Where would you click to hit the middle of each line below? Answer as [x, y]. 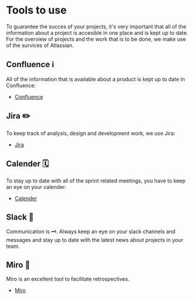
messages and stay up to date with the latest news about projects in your [95, 240]
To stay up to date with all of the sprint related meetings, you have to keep [96, 181]
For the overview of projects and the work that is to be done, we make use [96, 39]
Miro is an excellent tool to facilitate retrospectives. [68, 279]
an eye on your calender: [36, 187]
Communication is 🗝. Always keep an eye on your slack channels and [91, 232]
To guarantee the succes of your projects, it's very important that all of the [96, 26]
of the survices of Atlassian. [40, 45]
